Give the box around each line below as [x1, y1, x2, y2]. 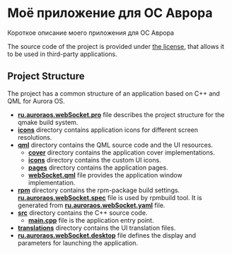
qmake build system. [17, 118, 79, 126]
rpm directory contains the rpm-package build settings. [17, 186, 180, 194]
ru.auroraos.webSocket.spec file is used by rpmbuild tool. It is [17, 193, 202, 201]
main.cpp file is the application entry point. [28, 216, 154, 224]
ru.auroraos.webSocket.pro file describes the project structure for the [17, 110, 225, 118]
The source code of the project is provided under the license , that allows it [7, 42, 225, 50]
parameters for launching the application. [17, 238, 139, 247]
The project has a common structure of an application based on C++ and [7, 89, 221, 97]
